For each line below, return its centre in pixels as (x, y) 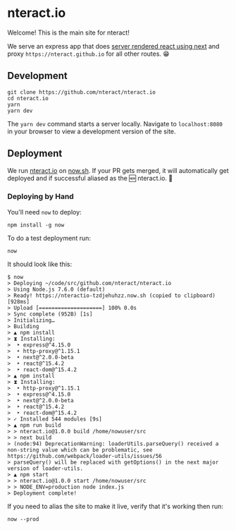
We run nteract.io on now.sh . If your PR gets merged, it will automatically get (118, 170)
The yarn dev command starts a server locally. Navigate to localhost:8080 (115, 124)
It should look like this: (40, 264)
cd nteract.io (28, 98)
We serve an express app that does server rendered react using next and (113, 46)
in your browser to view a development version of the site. (92, 131)
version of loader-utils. (45, 468)
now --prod (23, 519)
